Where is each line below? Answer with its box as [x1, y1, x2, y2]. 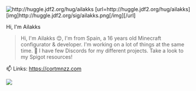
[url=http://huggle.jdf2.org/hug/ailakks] [95, 6, 190, 12]
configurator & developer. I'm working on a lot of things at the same [20, 41, 184, 48]
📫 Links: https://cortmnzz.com [6, 65, 82, 72]
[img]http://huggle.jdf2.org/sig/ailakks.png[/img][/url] [6, 12, 136, 19]
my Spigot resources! [20, 53, 72, 60]
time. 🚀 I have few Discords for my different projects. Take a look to [20, 47, 184, 54]
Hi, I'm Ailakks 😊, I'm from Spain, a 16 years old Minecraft [20, 35, 162, 42]
